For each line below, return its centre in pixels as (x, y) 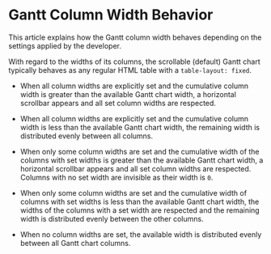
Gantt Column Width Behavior (111, 15)
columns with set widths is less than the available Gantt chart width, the (140, 201)
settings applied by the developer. (65, 45)
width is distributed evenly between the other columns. (112, 218)
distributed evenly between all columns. (87, 136)
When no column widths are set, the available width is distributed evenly (141, 234)
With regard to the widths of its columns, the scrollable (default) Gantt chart (134, 61)
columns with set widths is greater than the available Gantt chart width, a (142, 160)
